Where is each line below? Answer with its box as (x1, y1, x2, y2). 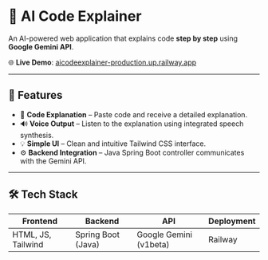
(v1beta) (136, 238, 170, 250)
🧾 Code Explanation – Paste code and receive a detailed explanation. (19, 109, 248, 119)
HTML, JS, (12, 229, 52, 240)
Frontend (22, 215, 58, 227)
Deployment (208, 215, 256, 227)
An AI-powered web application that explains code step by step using (8, 33, 238, 43)
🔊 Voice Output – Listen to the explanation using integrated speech (19, 119, 244, 128)
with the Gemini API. (19, 156, 87, 166)
